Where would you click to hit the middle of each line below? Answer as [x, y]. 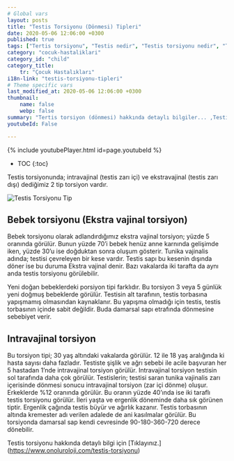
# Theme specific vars [40, 85]
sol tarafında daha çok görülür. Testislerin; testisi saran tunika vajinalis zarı [114, 378]
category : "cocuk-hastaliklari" [54, 53]
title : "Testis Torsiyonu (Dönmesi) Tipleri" [74, 27]
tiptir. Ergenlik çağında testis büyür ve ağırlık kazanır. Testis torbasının [107, 407]
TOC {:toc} [33, 163]
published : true [31, 40]
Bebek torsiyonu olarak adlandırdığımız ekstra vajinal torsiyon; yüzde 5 [109, 236]
